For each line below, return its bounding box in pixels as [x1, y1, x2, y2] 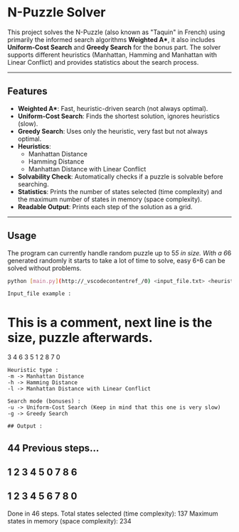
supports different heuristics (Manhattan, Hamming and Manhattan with [7, 50, 218, 59]
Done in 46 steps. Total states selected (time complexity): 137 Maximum [7, 509, 218, 518]
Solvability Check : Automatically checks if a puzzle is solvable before [17, 172, 223, 181]
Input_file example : [7, 290, 72, 297]
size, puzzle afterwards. [7, 329, 153, 346]
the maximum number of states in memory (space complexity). [17, 195, 203, 203]
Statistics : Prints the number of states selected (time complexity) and [17, 187, 223, 196]
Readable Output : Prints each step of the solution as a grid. [17, 202, 193, 211]
